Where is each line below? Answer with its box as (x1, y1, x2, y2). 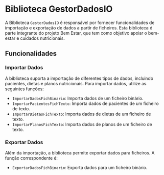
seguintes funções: (5, 86, 44, 92)
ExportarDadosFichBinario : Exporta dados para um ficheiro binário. (12, 164, 148, 170)
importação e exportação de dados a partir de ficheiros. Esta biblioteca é (5, 25, 153, 30)
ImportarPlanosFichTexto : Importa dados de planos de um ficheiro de (12, 121, 153, 127)
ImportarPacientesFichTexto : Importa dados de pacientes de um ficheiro (12, 100, 159, 106)
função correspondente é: (5, 155, 58, 161)
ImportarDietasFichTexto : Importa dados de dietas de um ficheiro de (12, 111, 151, 117)
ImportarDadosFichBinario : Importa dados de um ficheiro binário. (12, 95, 143, 101)
